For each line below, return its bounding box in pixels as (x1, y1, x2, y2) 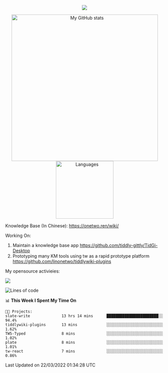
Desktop (12, 247, 30, 254)
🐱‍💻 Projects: (5, 309, 33, 314)
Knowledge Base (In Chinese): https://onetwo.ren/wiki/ (5, 223, 119, 229)
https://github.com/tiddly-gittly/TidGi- (79, 242, 158, 248)
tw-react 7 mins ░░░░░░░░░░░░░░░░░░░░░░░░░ (5, 349, 163, 354)
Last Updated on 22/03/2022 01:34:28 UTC (5, 362, 96, 368)
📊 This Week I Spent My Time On (5, 297, 76, 303)
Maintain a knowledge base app (12, 242, 79, 248)
